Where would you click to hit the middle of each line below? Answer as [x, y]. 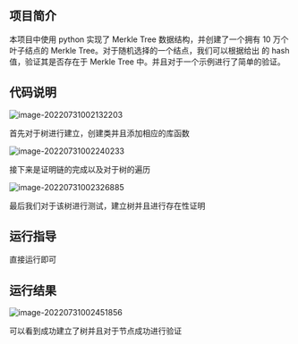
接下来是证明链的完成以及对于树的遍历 [80, 169]
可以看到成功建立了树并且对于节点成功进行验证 [95, 331]
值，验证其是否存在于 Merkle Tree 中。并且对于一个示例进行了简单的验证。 [147, 62]
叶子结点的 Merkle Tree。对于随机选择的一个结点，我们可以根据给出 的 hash [149, 50]
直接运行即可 [33, 260]
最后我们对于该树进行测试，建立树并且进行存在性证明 [107, 206]
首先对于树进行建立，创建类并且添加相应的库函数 [99, 133]
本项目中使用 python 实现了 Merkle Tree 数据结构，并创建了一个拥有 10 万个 [149, 39]
